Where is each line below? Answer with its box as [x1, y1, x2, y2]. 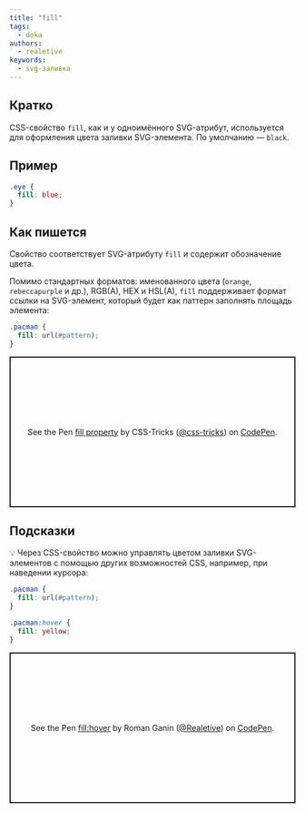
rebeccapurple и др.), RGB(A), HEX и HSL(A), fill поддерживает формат [9, 285, 287, 296]
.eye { [9, 182, 34, 191]
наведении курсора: [9, 567, 89, 578]
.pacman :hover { [9, 618, 71, 627]
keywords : [9, 56, 47, 65]
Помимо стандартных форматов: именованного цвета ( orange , [9, 275, 252, 287]
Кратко [9, 97, 54, 114]
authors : [9, 38, 43, 48]
